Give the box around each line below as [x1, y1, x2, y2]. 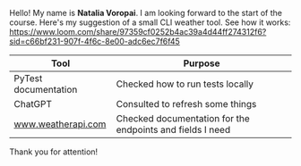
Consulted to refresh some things [116, 98, 257, 110]
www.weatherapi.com [13, 118, 107, 130]
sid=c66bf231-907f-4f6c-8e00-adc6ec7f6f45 [9, 36, 181, 46]
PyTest [13, 72, 43, 84]
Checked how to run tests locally [116, 78, 254, 90]
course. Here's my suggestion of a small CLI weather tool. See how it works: [9, 17, 291, 28]
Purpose [183, 57, 221, 70]
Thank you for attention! [9, 146, 99, 157]
